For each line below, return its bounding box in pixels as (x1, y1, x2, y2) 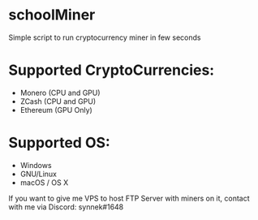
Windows (19, 160, 52, 170)
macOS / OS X (19, 177, 69, 188)
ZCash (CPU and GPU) (19, 96, 97, 106)
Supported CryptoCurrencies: (8, 61, 215, 80)
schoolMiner (8, 6, 96, 24)
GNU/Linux (19, 169, 57, 179)
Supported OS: (8, 134, 111, 152)
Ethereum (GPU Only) (19, 105, 93, 114)
